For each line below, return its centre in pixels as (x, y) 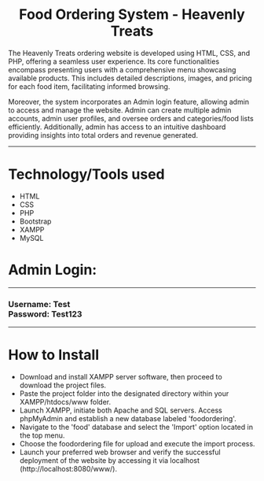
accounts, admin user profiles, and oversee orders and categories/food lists (131, 118)
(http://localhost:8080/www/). (68, 469)
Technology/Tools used (86, 174)
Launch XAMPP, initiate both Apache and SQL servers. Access (121, 410)
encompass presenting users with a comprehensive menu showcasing (122, 69)
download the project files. (63, 385)
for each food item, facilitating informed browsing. (89, 86)
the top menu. (42, 435)
